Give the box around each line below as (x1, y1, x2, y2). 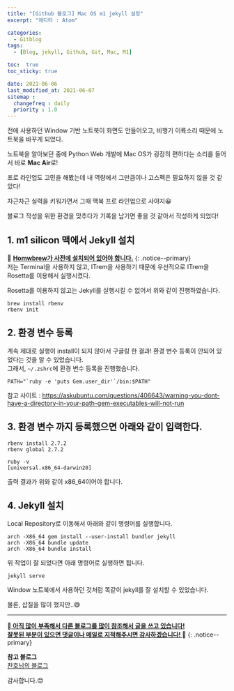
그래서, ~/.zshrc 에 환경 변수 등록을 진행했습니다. (7, 364, 141, 372)
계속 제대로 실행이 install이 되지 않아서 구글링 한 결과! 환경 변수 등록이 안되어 (7, 347, 215, 355)
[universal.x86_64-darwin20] (7, 464, 92, 471)
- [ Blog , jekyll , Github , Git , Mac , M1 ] (13, 49, 132, 56)
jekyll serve (7, 572, 45, 579)
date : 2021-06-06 (7, 80, 58, 87)
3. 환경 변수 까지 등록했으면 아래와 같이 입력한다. (7, 421, 203, 433)
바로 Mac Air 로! (14, 158, 58, 167)
